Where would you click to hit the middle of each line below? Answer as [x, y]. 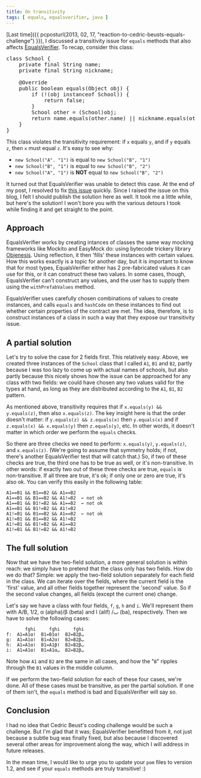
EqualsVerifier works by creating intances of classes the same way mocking [100, 242]
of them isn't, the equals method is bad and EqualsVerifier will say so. [92, 692]
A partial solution [39, 342]
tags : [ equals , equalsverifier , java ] [57, 17]
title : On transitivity [36, 12]
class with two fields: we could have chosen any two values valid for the [95, 383]
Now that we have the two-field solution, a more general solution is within [97, 562]
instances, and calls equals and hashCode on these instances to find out [94, 305]
